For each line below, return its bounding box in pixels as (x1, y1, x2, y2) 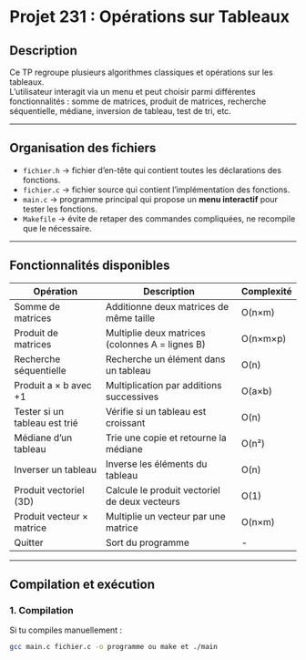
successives (105, 390, 159, 403)
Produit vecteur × (14, 510, 88, 522)
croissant (105, 417, 146, 429)
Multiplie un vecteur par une (105, 510, 226, 522)
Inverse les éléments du (105, 458, 208, 470)
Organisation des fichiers (9, 140, 157, 156)
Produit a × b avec (14, 378, 93, 391)
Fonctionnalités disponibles (9, 258, 170, 273)
